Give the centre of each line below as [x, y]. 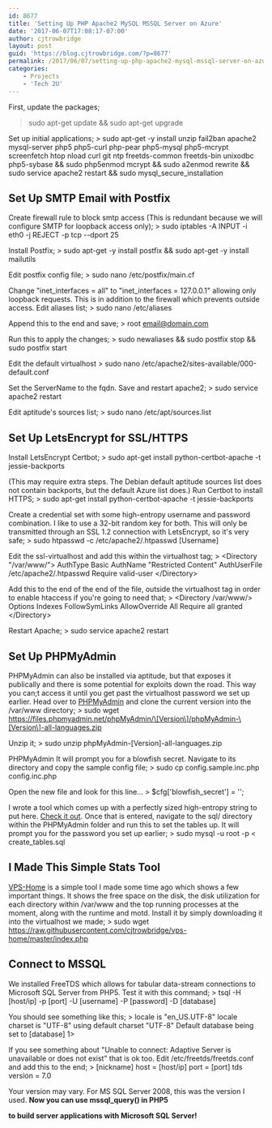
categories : [28, 69]
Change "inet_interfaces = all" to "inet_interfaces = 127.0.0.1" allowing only [132, 291]
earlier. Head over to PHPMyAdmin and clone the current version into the [130, 701]
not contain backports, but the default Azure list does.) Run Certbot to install [136, 491]
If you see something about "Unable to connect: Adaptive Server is [120, 1049]
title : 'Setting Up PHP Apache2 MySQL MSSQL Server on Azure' [115, 24]
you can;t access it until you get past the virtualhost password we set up [129, 693]
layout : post [30, 46]
